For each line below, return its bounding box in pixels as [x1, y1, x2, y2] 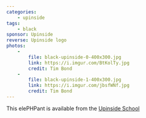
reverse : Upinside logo [6, 37, 67, 43]
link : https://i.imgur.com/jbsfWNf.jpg [28, 83, 130, 89]
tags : [6, 20, 20, 26]
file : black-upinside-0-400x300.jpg [28, 54, 122, 60]
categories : [6, 9, 37, 15]
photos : [6, 43, 26, 49]
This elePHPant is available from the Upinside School [6, 105, 140, 112]
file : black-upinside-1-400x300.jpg [28, 77, 122, 83]
